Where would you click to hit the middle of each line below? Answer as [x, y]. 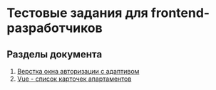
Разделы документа [55, 54]
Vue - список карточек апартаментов [74, 79]
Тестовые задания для [78, 13]
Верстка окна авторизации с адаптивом [78, 71]
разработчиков [55, 28]
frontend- [180, 13]
